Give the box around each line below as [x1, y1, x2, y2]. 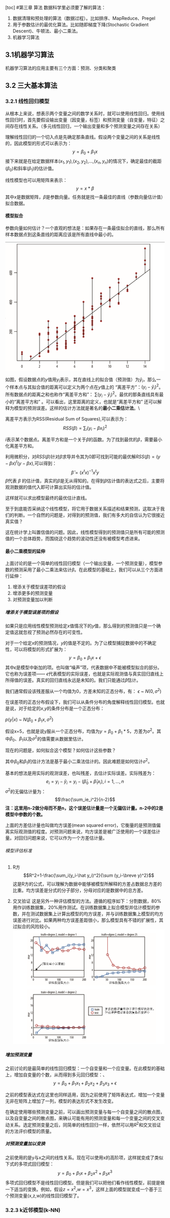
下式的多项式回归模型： [5, 1161, 54, 1167]
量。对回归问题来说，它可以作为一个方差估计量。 [5, 835, 107, 841]
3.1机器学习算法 [5, 50, 54, 59]
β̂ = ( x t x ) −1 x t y [70, 468, 100, 475]
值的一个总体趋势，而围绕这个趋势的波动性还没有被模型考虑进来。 [5, 535, 143, 542]
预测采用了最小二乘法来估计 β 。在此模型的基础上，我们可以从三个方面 [14, 567, 159, 573]
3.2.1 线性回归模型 [5, 98, 50, 105]
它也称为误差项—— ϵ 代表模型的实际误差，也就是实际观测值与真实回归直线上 [5, 671, 164, 677]
